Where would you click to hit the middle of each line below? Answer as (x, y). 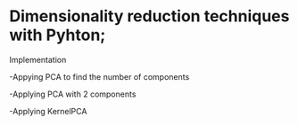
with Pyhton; (58, 35)
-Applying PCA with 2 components (73, 94)
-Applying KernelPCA (48, 111)
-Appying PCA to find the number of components (99, 76)
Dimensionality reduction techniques (149, 16)
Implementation (38, 59)
